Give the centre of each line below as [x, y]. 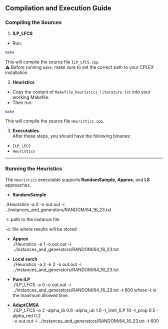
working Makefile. [31, 97]
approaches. [18, 185]
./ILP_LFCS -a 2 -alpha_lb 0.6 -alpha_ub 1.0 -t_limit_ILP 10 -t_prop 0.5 [84, 310]
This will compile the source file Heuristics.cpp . [55, 121]
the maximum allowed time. [40, 295]
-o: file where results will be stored [41, 229]
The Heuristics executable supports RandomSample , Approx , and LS [77, 179]
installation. [17, 72]
